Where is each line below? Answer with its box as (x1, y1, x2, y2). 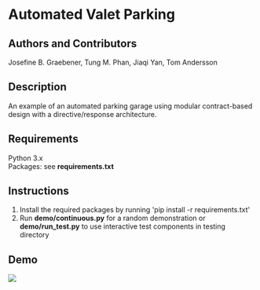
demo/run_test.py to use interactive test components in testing (19, 222, 226, 231)
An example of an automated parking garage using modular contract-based (8, 101, 253, 111)
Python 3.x (8, 153, 43, 163)
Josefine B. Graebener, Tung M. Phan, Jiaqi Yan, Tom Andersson (8, 57, 218, 67)
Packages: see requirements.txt (8, 161, 114, 171)
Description (8, 80, 67, 94)
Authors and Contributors (8, 37, 137, 50)
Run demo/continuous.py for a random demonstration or (19, 214, 206, 223)
